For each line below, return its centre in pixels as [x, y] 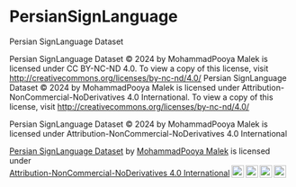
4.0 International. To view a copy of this [200, 97]
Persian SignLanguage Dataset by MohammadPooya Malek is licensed [140, 151]
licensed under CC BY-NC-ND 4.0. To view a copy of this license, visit [139, 68]
